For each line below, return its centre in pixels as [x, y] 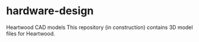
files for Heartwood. [31, 33]
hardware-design [50, 11]
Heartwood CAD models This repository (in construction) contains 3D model [99, 27]
